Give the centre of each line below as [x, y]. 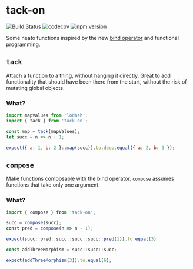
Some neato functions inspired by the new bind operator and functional [93, 38]
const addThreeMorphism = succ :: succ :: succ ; [61, 250]
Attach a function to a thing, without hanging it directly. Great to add [88, 75]
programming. [23, 44]
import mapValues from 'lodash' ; [47, 115]
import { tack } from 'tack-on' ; [47, 121]
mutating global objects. [35, 88]
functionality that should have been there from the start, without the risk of [96, 82]
